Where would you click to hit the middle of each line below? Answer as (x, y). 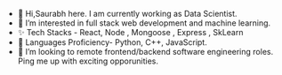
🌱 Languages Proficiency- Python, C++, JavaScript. (112, 42)
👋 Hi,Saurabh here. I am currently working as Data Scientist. (127, 14)
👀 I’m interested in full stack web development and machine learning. (144, 23)
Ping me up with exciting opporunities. (88, 61)
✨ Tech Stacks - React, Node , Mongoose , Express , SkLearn (130, 32)
